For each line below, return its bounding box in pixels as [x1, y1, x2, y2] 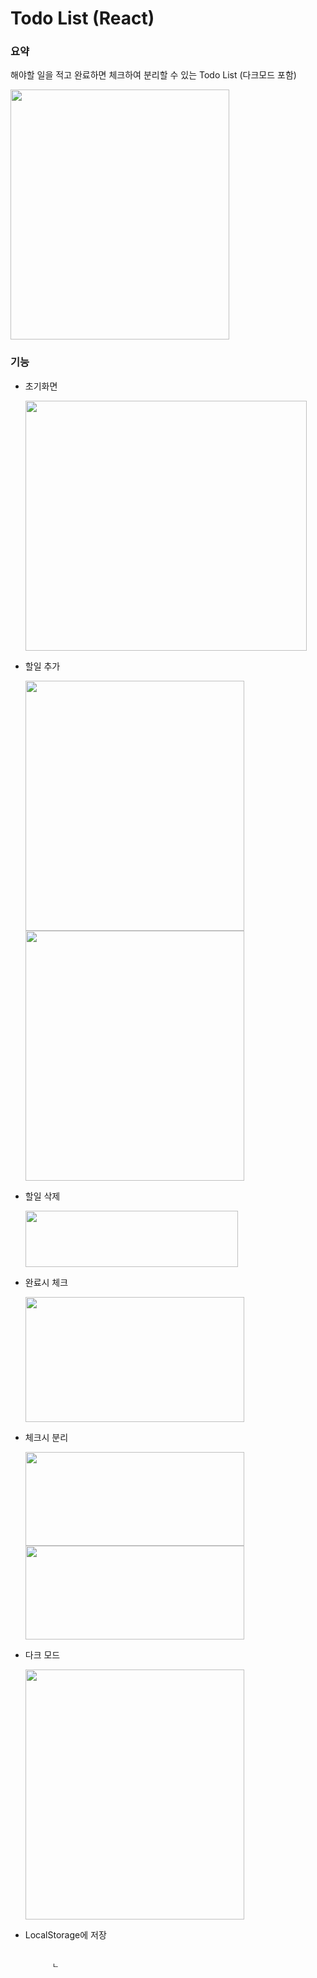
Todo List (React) [10, 7, 155, 30]
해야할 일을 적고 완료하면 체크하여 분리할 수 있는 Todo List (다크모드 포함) [10, 69, 297, 81]
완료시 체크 [24, 1276, 69, 1288]
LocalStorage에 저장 [24, 1928, 107, 1941]
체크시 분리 [24, 1431, 69, 1443]
